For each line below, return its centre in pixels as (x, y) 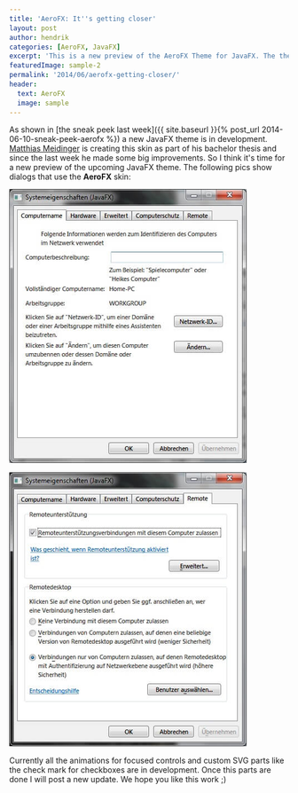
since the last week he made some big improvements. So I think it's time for (147, 157)
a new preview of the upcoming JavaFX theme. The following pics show (141, 167)
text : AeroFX (41, 93)
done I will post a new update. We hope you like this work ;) (118, 779)
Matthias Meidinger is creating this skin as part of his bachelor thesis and (143, 148)
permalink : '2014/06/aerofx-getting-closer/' (94, 75)
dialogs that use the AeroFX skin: (70, 177)
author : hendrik (39, 37)
